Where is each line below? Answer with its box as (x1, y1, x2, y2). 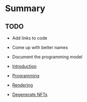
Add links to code (12, 35, 48, 41)
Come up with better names (12, 45, 68, 50)
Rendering (12, 82, 33, 88)
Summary (5, 3, 45, 14)
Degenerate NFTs (12, 92, 48, 97)
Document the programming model (12, 54, 83, 60)
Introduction (12, 64, 37, 69)
